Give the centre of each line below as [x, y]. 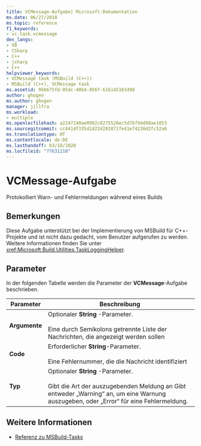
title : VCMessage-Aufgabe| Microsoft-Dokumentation [72, 12]
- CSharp [17, 51]
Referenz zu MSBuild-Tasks [49, 437]
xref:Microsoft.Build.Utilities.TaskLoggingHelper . [66, 250]
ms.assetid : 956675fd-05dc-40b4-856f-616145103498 [71, 90]
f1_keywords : [22, 28]
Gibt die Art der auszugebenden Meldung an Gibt [117, 386]
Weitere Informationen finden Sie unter [54, 243]
